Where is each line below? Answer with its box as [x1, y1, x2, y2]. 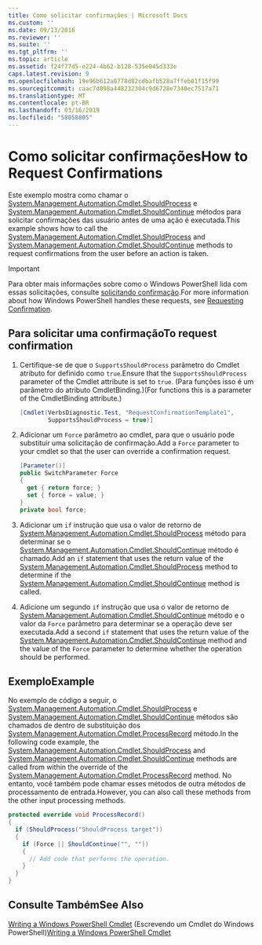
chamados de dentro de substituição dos [8, 720, 141, 731]
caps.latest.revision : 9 [8, 70, 89, 78]
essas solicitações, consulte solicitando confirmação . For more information [8, 288, 249, 297]
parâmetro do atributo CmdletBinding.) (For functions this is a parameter [19, 385, 252, 394]
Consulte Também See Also [8, 899, 144, 912]
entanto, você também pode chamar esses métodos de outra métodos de [8, 779, 246, 789]
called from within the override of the [8, 763, 128, 772]
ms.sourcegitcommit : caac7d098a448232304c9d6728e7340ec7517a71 [8, 84, 220, 93]
